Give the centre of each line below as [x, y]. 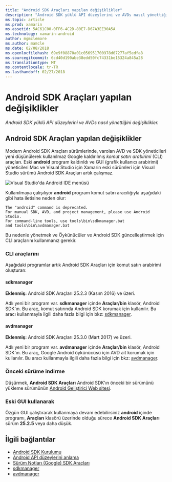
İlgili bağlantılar [30, 440]
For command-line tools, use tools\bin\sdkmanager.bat [65, 221]
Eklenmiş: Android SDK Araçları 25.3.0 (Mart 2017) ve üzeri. [69, 337]
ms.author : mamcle [25, 44]
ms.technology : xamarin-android [40, 34]
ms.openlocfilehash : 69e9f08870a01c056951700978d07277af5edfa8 [74, 53]
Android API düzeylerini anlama [46, 457]
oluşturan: [16, 270]
